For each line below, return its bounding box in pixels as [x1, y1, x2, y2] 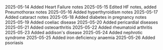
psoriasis [5, 40, 23, 45]
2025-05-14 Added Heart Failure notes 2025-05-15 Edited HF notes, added [5, 4, 157, 10]
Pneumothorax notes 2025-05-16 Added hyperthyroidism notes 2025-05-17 [5, 9, 158, 15]
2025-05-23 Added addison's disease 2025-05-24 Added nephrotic [5, 30, 143, 35]
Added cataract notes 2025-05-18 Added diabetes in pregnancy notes [5, 14, 147, 20]
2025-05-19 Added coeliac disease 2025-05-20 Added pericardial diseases [5, 19, 158, 25]
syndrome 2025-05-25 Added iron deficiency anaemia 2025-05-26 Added [5, 35, 155, 40]
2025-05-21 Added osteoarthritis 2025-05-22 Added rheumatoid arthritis [5, 25, 153, 30]
